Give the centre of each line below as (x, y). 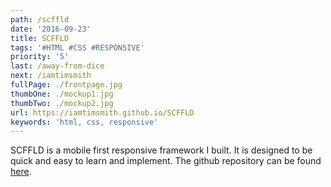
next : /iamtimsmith (51, 76)
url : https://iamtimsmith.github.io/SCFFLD (102, 112)
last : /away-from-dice (57, 66)
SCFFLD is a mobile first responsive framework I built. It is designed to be (161, 150)
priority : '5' (40, 57)
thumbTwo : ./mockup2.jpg (62, 103)
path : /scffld (40, 19)
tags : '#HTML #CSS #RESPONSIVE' (77, 47)
